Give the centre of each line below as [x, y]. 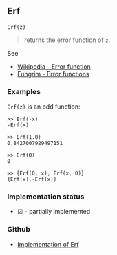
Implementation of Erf [48, 244]
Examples [24, 91]
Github [19, 230]
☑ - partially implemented [54, 212]
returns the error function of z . [67, 40]
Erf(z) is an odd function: [44, 107]
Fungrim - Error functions [53, 74]
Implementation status [46, 197]
